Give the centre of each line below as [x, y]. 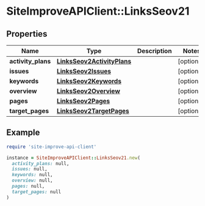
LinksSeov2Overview [89, 91]
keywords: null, [32, 175]
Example [23, 133]
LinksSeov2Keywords [89, 81]
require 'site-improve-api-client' [52, 147]
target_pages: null [37, 192]
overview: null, [32, 181]
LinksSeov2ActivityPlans [94, 61]
